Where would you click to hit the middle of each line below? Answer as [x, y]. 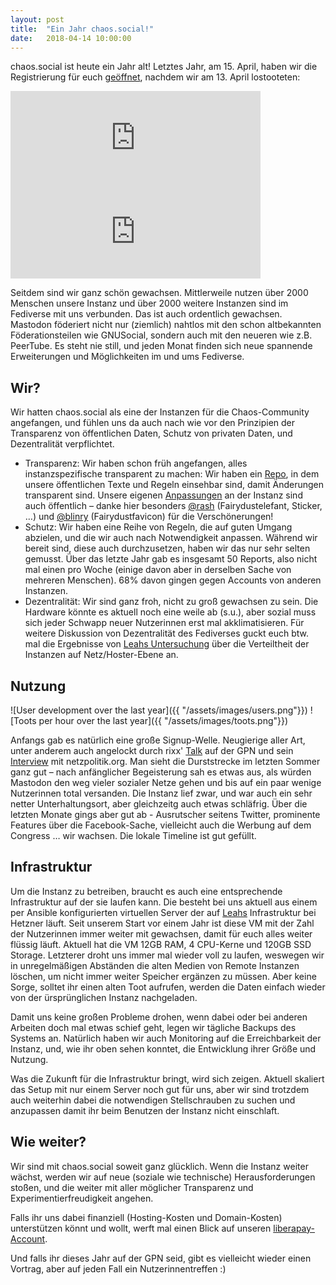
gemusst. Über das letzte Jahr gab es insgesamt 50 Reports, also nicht [171, 559]
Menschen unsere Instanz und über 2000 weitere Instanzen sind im [149, 303]
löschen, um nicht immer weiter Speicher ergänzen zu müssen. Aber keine [163, 976]
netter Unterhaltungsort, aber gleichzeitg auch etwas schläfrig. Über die [159, 804]
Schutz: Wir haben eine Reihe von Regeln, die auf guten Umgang [158, 527]
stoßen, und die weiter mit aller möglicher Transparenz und [132, 1187]
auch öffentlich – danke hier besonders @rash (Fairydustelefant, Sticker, [173, 506]
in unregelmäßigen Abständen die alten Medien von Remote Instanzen [155, 965]
